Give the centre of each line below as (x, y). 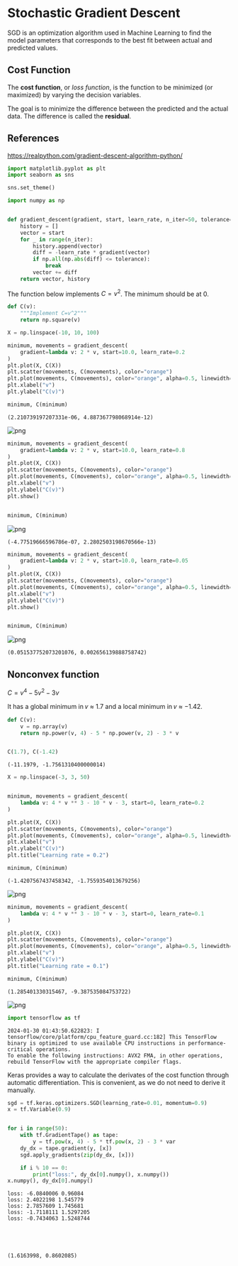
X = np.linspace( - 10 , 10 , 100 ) (53, 333)
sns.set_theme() (31, 188)
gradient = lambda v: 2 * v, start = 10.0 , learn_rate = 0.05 (104, 561)
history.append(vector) (68, 246)
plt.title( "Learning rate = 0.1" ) (58, 966)
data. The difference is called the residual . (69, 116)
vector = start (42, 233)
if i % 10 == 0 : (44, 1168)
